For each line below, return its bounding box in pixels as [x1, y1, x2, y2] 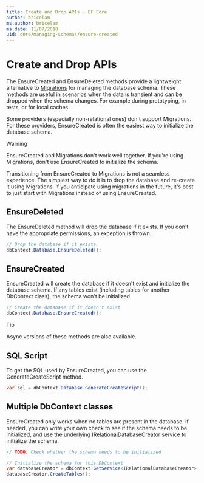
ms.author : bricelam [6, 20, 59, 26]
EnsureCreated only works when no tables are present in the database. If [6, 417, 189, 425]
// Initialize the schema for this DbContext [6, 460, 123, 466]
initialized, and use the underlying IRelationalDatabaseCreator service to [6, 431, 187, 438]
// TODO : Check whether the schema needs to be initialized [6, 449, 162, 455]
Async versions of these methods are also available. [6, 333, 137, 340]
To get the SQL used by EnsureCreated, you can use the [6, 367, 147, 374]
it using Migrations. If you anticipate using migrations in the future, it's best [6, 183, 194, 190]
